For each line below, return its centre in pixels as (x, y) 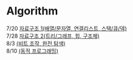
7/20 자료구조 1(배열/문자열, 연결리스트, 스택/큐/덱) (67, 28)
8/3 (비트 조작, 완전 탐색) (36, 43)
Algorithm (32, 11)
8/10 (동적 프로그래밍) (32, 51)
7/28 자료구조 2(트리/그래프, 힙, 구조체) (53, 36)
